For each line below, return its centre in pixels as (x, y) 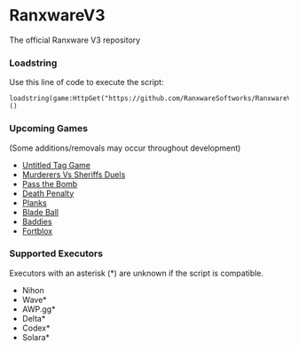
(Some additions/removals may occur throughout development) (125, 148)
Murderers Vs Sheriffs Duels (74, 175)
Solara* (36, 337)
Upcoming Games (49, 128)
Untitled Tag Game (56, 165)
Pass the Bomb (50, 183)
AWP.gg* (39, 309)
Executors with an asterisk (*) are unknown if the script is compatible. (137, 273)
